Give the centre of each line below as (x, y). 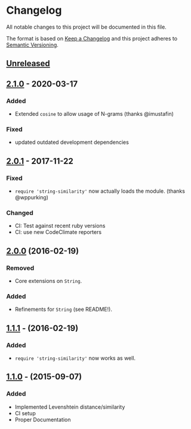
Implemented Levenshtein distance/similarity (70, 407)
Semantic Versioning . (32, 45)
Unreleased (28, 64)
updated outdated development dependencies (72, 142)
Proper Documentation (43, 419)
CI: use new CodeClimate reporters (58, 232)
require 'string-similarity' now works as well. (75, 358)
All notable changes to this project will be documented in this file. (87, 27)
